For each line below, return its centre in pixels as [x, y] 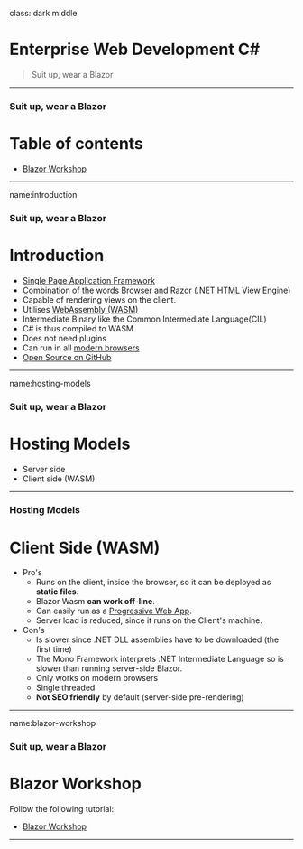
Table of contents [77, 144]
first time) [54, 649]
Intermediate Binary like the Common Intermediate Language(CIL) [145, 319]
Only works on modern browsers [97, 678]
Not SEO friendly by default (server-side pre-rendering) [140, 697]
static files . [57, 592]
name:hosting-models [50, 383]
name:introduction [43, 194]
